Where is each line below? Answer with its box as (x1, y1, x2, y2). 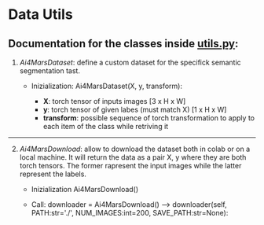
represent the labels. (19, 169, 86, 179)
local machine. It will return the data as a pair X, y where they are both (19, 153, 247, 162)
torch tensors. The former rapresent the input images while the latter (19, 161, 242, 170)
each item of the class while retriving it (42, 122, 169, 131)
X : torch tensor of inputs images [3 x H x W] (42, 97, 186, 105)
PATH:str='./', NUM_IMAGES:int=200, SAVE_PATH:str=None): (31, 208, 229, 217)
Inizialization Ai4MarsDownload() (31, 185, 139, 194)
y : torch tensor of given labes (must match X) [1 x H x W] (42, 105, 227, 114)
